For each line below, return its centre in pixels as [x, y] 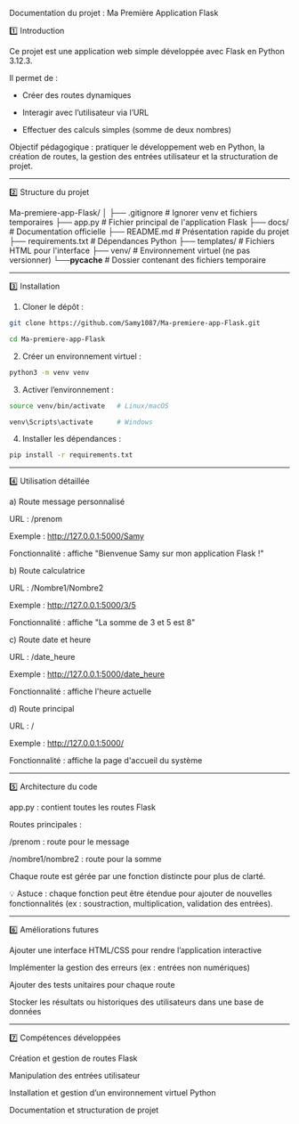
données [25, 1012]
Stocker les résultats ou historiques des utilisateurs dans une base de [137, 1002]
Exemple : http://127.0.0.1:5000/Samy [77, 536]
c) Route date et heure [50, 639]
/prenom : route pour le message [69, 842]
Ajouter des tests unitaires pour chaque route [92, 985]
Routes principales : [45, 825]
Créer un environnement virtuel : [82, 356]
